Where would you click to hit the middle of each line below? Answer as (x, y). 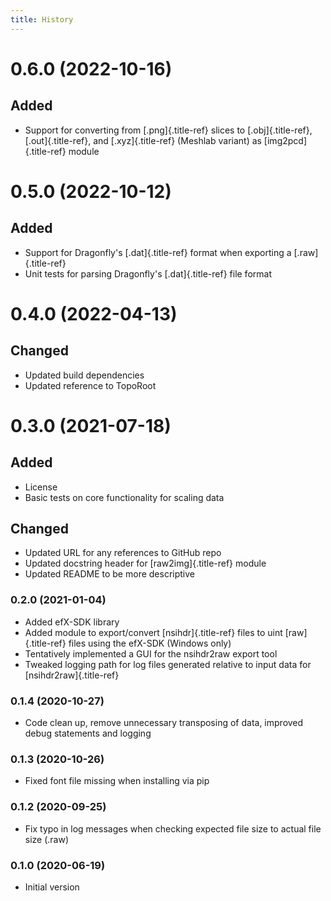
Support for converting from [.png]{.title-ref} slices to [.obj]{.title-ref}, (168, 130)
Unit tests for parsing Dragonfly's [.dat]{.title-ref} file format (148, 273)
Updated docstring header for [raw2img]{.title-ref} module (145, 563)
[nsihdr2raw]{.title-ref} (72, 675)
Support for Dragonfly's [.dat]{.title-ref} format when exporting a (158, 252)
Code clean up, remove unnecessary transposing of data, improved (164, 723)
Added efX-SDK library (72, 622)
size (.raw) (47, 839)
